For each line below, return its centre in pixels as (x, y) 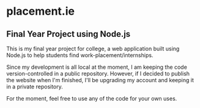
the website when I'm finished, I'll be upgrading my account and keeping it (100, 80)
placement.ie (41, 11)
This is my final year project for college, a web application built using (93, 48)
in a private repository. (35, 87)
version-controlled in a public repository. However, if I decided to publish (98, 74)
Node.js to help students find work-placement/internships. (80, 55)
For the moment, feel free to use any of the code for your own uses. (92, 98)
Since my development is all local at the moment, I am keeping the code (97, 67)
